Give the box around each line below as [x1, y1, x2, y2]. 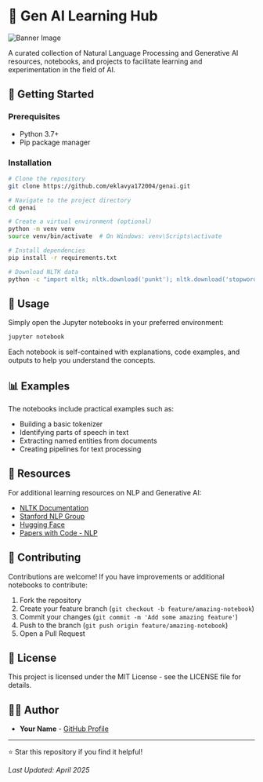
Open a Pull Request [19, 628, 86, 638]
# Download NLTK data [8, 268, 79, 276]
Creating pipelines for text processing [19, 444, 142, 454]
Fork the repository [19, 595, 82, 605]
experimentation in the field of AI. [8, 64, 116, 74]
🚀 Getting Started [8, 88, 95, 101]
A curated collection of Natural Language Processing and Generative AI [8, 48, 239, 57]
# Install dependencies [8, 247, 86, 254]
